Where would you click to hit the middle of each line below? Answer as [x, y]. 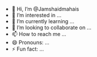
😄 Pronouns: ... [31, 42]
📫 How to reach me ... [39, 34]
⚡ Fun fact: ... [28, 49]
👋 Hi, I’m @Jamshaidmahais [45, 9]
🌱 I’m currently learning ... [43, 21]
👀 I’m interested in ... [36, 15]
